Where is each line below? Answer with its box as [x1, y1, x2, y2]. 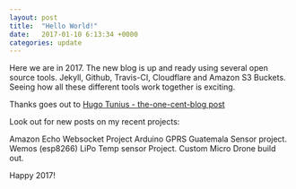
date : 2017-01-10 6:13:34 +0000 [9, 30, 139, 39]
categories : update [9, 38, 83, 47]
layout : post [9, 13, 58, 22]
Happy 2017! [9, 170, 56, 181]
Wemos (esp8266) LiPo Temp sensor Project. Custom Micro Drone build [9, 143, 276, 154]
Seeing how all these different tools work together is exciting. [9, 82, 236, 92]
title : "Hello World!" [9, 21, 99, 30]
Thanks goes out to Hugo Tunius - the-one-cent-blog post [9, 99, 226, 110]
